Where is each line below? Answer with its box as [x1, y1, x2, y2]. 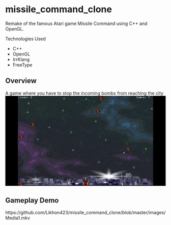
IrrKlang [12, 56, 30, 62]
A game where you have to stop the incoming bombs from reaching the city [5, 90, 164, 96]
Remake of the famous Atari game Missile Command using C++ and [5, 20, 148, 26]
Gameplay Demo [5, 196, 59, 205]
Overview [5, 76, 37, 85]
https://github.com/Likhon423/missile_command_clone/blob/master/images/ [5, 210, 166, 216]
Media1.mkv [5, 215, 31, 221]
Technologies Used [5, 36, 46, 42]
